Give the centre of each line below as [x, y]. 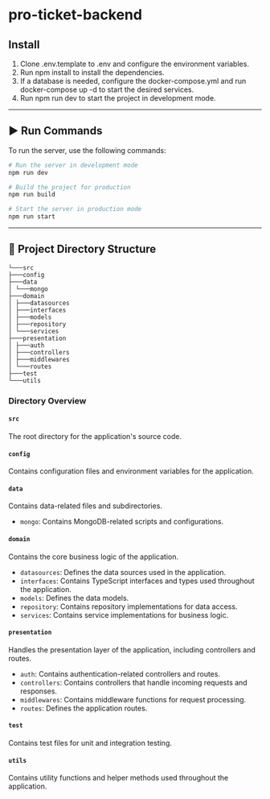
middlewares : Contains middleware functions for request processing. [133, 699]
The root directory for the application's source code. [95, 436]
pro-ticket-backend [76, 15]
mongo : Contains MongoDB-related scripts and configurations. [121, 522]
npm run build [32, 195]
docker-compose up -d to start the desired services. [107, 89]
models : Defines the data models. [74, 598]
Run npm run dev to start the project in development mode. [118, 98]
